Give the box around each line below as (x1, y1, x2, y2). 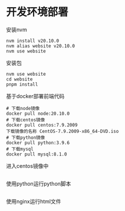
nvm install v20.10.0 (6, 38, 60, 44)
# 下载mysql (6, 146, 34, 152)
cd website (6, 76, 33, 82)
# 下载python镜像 (6, 134, 45, 141)
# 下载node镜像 (6, 105, 40, 111)
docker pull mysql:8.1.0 (6, 151, 67, 157)
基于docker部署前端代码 (6, 92, 65, 99)
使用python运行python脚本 (6, 180, 71, 187)
